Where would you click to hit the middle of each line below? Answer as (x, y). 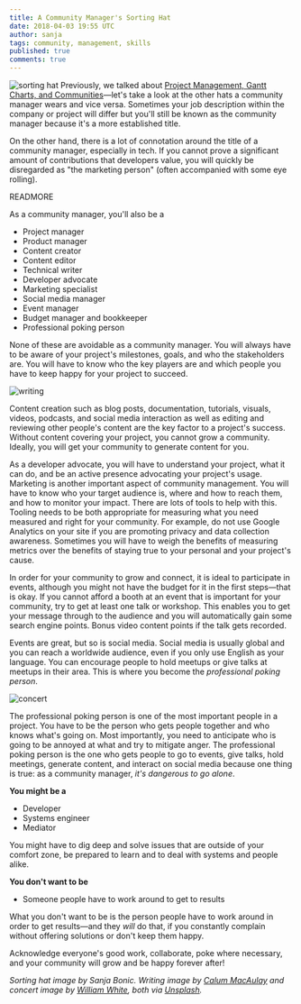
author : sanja (36, 34)
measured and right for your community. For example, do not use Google (145, 522)
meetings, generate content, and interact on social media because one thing (151, 764)
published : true (40, 51)
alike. (19, 864)
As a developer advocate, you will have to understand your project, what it (147, 464)
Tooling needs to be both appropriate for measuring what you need (134, 512)
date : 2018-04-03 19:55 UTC (62, 26)
